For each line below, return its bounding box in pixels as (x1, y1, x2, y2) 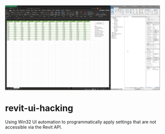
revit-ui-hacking (5, 103, 74, 113)
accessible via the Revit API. (5, 124, 62, 130)
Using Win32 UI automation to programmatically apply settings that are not (5, 119, 156, 125)
